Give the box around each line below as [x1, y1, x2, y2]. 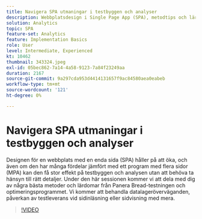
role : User [6, 43, 34, 49]
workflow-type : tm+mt [6, 82, 61, 88]
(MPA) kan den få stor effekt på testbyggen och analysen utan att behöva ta [6, 169, 194, 176]
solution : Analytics [6, 20, 58, 26]
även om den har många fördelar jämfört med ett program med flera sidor [6, 163, 188, 170]
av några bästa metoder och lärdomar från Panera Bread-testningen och [6, 181, 186, 189]
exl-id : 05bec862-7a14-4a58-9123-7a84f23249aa [6, 64, 125, 71]
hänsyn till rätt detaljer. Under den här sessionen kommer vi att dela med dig [6, 175, 195, 182]
